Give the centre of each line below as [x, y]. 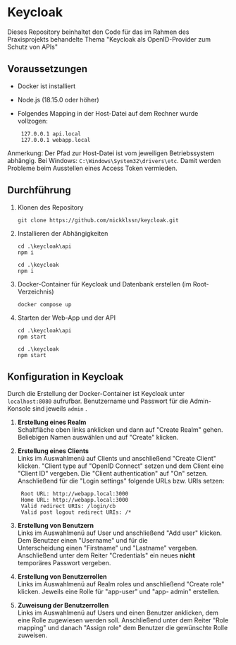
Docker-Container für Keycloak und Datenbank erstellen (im [104, 284]
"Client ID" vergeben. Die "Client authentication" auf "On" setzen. [113, 474]
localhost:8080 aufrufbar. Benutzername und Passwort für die [98, 401]
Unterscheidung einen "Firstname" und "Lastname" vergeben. [108, 548]
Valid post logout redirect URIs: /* [76, 512]
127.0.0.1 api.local [51, 134]
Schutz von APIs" [33, 47]
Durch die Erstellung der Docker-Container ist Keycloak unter [96, 394]
